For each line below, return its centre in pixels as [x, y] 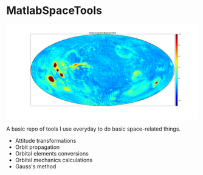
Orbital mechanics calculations [54, 160]
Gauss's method [36, 166]
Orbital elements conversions [52, 154]
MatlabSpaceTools [54, 11]
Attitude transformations [46, 141]
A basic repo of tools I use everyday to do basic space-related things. [94, 129]
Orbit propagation [37, 147]
